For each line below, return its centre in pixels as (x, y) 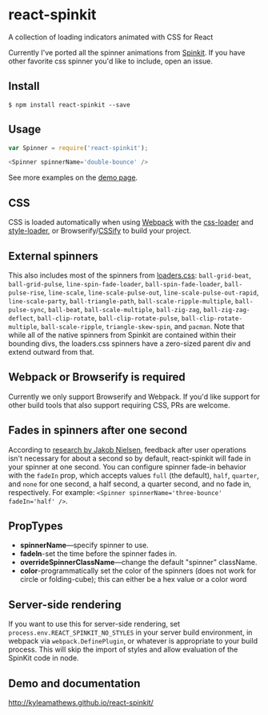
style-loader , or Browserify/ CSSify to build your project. (100, 231)
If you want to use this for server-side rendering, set (94, 624)
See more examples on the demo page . (73, 177)
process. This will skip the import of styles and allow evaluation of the (123, 650)
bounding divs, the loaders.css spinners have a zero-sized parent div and (130, 343)
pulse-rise (26, 293)
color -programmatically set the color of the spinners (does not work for (138, 571)
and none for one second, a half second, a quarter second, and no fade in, (130, 484)
